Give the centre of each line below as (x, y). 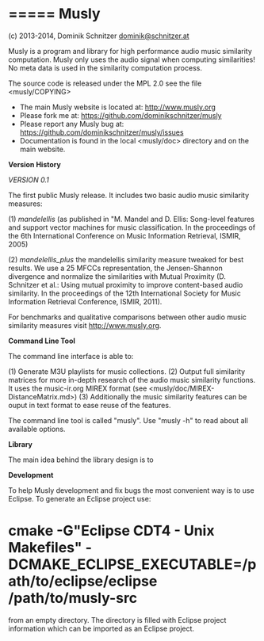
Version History (34, 164)
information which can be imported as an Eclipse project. (101, 628)
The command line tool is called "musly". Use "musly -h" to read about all (128, 420)
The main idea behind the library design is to (81, 460)
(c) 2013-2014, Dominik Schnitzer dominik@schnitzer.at (99, 36)
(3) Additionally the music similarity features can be (163, 396)
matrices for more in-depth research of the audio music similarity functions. (132, 380)
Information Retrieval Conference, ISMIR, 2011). (85, 301)
